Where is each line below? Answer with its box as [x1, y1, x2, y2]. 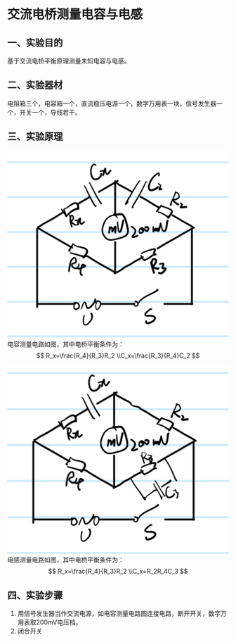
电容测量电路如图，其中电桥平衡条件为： [7, 339, 124, 348]
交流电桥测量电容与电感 [7, 6, 143, 23]
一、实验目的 [7, 37, 63, 49]
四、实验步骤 [7, 589, 63, 601]
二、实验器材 [7, 79, 63, 92]
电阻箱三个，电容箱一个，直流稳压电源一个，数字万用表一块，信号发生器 [7, 99, 216, 108]
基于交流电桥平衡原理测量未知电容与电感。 [7, 57, 131, 65]
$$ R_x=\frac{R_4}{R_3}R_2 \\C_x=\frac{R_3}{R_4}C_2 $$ [36, 351, 200, 360]
